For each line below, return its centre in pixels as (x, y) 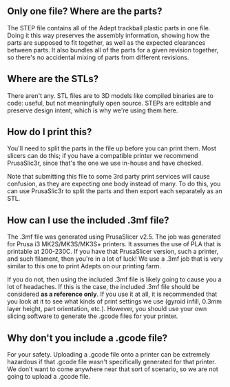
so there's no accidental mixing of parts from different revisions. (98, 57)
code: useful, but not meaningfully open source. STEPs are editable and (109, 103)
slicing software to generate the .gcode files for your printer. (93, 316)
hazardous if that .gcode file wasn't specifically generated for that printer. (112, 362)
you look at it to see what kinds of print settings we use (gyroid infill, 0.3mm (115, 301)
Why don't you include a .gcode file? (87, 338)
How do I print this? (50, 132)
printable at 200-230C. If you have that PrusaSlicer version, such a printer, (113, 252)
